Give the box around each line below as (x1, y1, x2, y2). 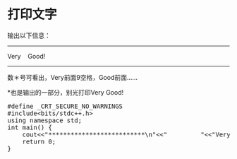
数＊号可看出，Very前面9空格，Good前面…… (7, 73, 138, 81)
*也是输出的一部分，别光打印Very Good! (7, 88, 124, 96)
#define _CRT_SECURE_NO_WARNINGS (7, 102, 123, 110)
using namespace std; (7, 116, 83, 124)
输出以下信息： (7, 31, 51, 40)
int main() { (7, 123, 53, 131)
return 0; (22, 137, 56, 146)
